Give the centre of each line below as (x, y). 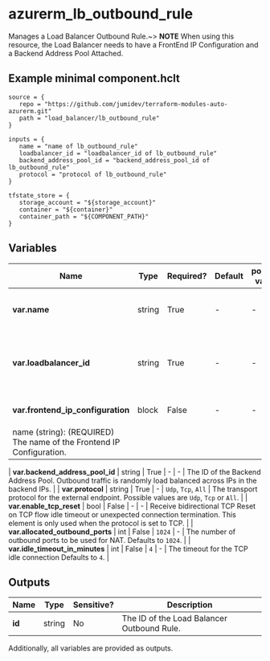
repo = (30, 104)
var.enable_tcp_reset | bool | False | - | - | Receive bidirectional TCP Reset (132, 506)
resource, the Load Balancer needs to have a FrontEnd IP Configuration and (133, 44)
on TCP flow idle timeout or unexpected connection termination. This (123, 514)
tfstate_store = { (39, 195)
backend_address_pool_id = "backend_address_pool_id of (115, 160)
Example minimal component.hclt (94, 78)
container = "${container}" (66, 210)
